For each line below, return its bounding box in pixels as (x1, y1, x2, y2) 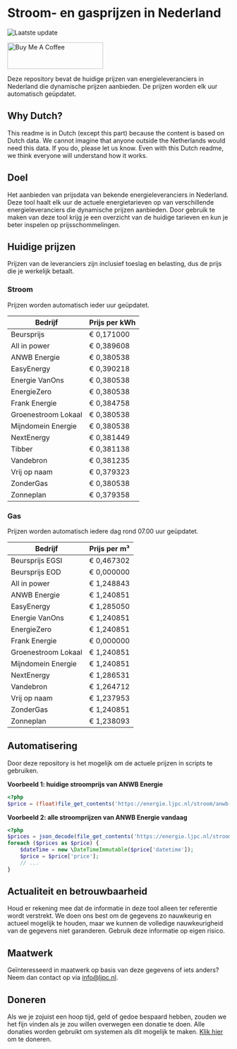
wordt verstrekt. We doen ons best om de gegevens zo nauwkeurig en (7, 911, 212, 920)
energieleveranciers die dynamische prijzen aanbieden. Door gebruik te (7, 205, 215, 214)
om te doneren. (7, 1035, 52, 1043)
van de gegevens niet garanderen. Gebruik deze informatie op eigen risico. (7, 926, 226, 935)
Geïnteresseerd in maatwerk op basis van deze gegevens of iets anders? (7, 966, 219, 974)
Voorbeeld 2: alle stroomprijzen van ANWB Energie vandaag (7, 813, 188, 821)
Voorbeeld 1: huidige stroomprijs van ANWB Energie (7, 780, 164, 788)
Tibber (11, 444, 33, 454)
